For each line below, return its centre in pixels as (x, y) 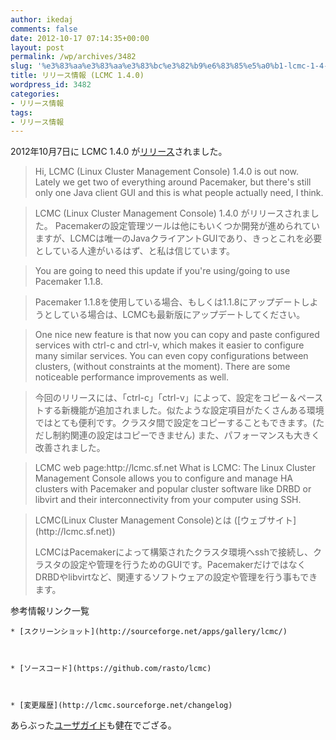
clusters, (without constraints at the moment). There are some (162, 367)
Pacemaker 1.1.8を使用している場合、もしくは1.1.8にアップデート (168, 302)
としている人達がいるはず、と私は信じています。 (134, 251)
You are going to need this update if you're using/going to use (162, 271)
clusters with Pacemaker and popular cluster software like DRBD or (173, 489)
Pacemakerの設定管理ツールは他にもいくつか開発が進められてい (187, 226)
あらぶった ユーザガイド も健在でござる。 (93, 725)
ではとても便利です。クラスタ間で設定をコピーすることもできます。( (175, 423)
